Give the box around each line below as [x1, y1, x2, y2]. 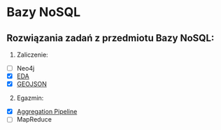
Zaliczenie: [16, 50, 48, 59]
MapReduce [16, 115, 52, 124]
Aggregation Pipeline [16, 108, 78, 116]
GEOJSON [16, 80, 47, 88]
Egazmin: [16, 94, 44, 102]
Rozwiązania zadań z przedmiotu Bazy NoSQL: [6, 32, 215, 44]
